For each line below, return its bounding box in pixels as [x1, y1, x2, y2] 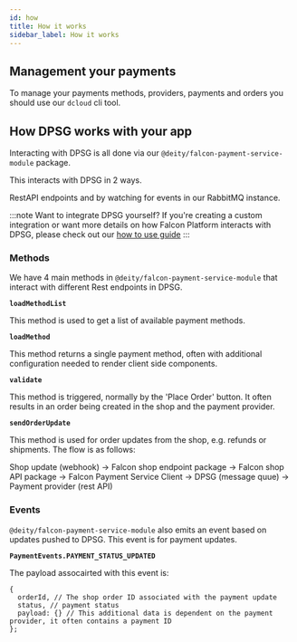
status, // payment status [17, 600, 120, 609]
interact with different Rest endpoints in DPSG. [9, 282, 183, 292]
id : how [9, 13, 39, 23]
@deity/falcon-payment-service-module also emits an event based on [9, 524, 267, 535]
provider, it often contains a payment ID [9, 617, 172, 626]
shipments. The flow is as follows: [9, 445, 136, 455]
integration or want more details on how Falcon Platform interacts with [9, 219, 272, 230]
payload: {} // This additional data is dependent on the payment [17, 608, 273, 618]
